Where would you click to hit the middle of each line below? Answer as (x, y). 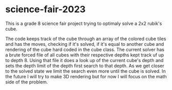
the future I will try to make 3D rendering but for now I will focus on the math (86, 76)
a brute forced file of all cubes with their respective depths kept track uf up (85, 55)
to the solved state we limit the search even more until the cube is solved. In (85, 71)
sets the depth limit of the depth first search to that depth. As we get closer (85, 66)
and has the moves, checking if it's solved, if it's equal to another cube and (85, 44)
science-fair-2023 (45, 9)
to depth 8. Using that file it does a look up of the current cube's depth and (84, 60)
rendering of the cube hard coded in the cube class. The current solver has (85, 49)
